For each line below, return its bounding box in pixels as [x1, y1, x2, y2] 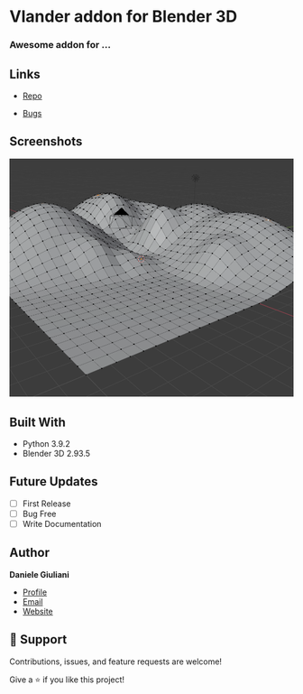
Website [22, 606, 54, 616]
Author [9, 545, 50, 560]
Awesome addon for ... [9, 39, 111, 51]
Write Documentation [22, 518, 102, 529]
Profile [22, 587, 48, 597]
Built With [9, 414, 66, 430]
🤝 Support [9, 632, 68, 647]
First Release [22, 498, 71, 509]
